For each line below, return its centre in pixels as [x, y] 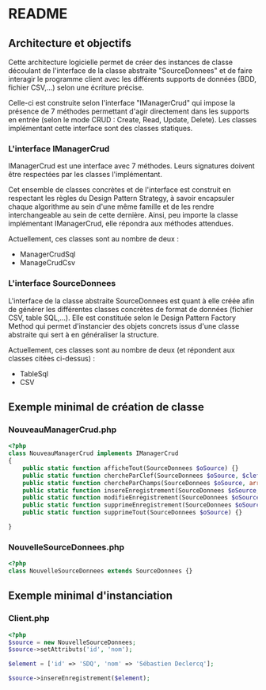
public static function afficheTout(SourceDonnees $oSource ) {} [131, 468]
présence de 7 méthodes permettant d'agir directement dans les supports [129, 111]
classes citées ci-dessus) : [52, 358]
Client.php [29, 619]
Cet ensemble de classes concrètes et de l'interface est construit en [120, 190]
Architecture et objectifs [70, 43]
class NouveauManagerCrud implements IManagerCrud [93, 453]
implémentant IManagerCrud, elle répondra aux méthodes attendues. [121, 224]
